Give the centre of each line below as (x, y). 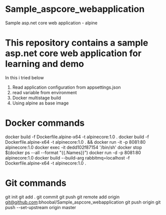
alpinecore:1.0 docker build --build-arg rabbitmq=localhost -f (67, 158)
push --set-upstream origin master (41, 207)
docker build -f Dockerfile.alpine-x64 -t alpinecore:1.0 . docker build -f (77, 137)
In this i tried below (25, 77)
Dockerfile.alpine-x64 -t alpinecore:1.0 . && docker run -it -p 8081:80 (76, 142)
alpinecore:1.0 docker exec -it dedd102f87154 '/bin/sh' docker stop (74, 147)
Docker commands (45, 123)
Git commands (36, 183)
